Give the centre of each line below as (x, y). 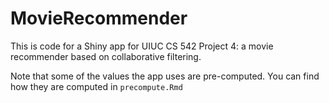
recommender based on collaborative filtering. (106, 56)
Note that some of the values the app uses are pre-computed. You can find (165, 76)
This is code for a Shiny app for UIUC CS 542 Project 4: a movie (142, 46)
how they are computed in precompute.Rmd (96, 86)
